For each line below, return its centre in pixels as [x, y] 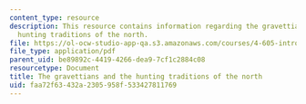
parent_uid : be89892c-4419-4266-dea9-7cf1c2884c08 [107, 60]
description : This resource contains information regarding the [134, 26]
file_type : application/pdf [63, 52]
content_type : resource [55, 18]
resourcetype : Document [55, 69]
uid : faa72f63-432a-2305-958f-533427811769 [93, 85]
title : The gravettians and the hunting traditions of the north [136, 77]
